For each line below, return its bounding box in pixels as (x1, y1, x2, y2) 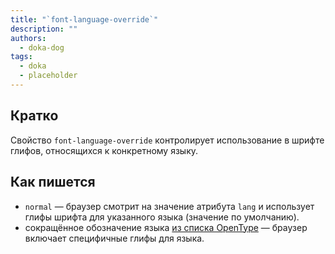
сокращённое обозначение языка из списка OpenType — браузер (24, 221, 308, 233)
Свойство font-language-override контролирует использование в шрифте (10, 134, 325, 146)
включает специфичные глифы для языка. (24, 232, 205, 244)
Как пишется (10, 174, 96, 191)
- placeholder (19, 71, 78, 81)
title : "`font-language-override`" (10, 14, 159, 25)
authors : (10, 33, 47, 43)
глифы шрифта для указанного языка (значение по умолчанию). (24, 211, 300, 223)
